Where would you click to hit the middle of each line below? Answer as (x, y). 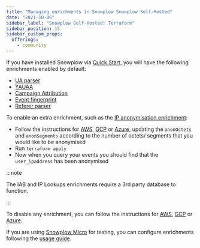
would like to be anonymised (50, 142)
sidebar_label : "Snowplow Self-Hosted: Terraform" (71, 23)
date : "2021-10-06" (31, 17)
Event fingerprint (36, 99)
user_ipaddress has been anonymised (62, 161)
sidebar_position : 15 (33, 29)
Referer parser (33, 106)
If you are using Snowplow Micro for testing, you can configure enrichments (100, 232)
